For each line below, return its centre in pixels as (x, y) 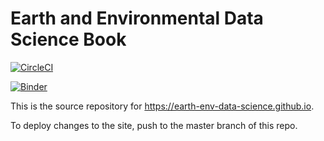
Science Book (68, 39)
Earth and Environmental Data (137, 18)
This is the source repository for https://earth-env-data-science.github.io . (162, 106)
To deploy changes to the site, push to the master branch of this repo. (154, 125)
